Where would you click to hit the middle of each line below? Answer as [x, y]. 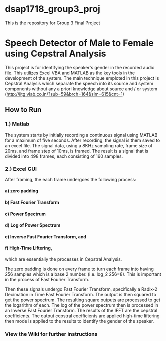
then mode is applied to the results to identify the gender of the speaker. [80, 321]
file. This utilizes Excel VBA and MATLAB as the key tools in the [70, 73]
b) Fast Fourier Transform [32, 202]
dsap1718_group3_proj [53, 9]
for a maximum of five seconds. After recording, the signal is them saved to [83, 140]
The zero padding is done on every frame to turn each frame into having [79, 269]
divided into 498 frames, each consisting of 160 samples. [64, 156]
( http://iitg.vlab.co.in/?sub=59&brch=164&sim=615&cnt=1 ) [65, 94]
